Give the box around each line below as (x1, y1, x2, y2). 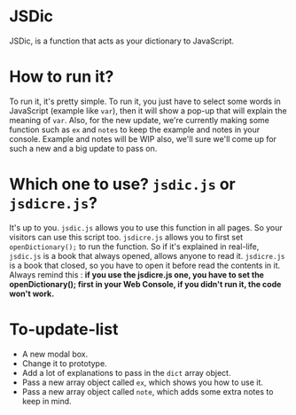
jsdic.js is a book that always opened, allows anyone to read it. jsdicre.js (9, 250, 285, 261)
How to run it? (9, 67, 114, 87)
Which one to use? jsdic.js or (9, 175, 237, 194)
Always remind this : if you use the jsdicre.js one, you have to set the (9, 269, 264, 280)
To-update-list (9, 319, 119, 339)
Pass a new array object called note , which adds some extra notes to (21, 386, 274, 396)
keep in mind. (21, 395, 73, 406)
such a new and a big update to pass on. (9, 143, 158, 153)
